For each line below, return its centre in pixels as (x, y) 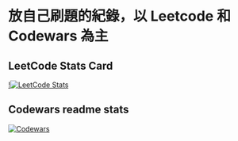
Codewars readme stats (69, 110)
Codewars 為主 (58, 36)
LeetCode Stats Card (61, 65)
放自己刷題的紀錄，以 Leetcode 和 (120, 16)
